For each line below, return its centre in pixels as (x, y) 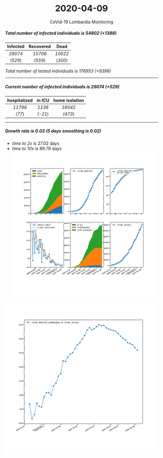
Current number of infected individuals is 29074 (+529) (62, 87)
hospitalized (20, 100)
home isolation (68, 100)
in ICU (43, 100)
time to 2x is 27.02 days (36, 143)
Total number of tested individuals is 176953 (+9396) (58, 71)
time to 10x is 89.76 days (37, 148)
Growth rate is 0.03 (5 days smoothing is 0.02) (53, 131)
